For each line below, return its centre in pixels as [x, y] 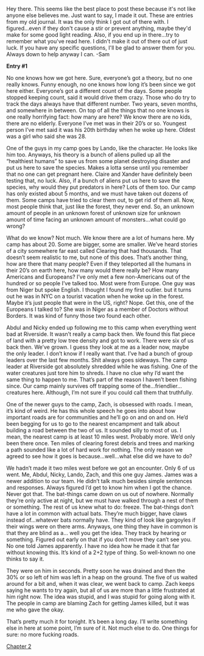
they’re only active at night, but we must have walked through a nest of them [102, 501]
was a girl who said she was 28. [46, 136]
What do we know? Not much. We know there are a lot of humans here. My [100, 238]
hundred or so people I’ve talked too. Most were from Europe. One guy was [101, 283]
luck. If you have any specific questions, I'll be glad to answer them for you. [101, 48]
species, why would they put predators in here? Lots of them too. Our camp [101, 187]
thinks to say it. [25, 559]
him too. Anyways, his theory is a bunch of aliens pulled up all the [89, 155]
